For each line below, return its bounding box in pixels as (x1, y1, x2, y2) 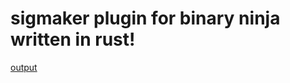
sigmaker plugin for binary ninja (10, 7, 281, 30)
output (10, 61, 38, 73)
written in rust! (10, 28, 136, 51)
